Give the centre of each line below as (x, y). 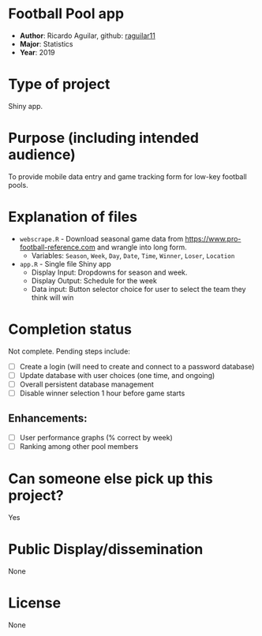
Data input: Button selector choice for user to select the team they (138, 289)
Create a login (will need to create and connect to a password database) (137, 366)
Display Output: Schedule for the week (94, 280)
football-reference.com (58, 247)
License (35, 602)
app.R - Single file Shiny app (65, 264)
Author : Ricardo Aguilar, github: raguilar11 (87, 36)
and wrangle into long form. (142, 247)
